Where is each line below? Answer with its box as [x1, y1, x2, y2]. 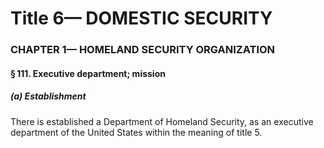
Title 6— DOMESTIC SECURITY [10, 7, 273, 30]
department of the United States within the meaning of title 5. [10, 126, 263, 138]
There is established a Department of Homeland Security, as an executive [10, 115, 314, 127]
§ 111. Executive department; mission [10, 67, 166, 79]
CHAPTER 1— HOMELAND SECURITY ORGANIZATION [10, 43, 276, 57]
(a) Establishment [10, 90, 87, 102]
